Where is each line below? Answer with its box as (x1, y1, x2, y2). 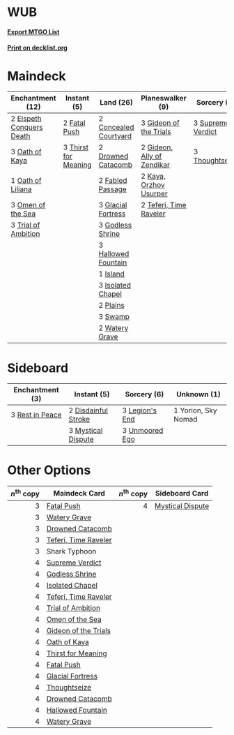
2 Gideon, (140, 142, 173, 152)
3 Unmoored (122, 426, 164, 436)
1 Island (98, 269, 125, 279)
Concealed (98, 123, 134, 133)
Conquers (10, 123, 43, 133)
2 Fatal (63, 118, 86, 128)
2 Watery (98, 323, 129, 333)
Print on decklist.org (7, 43, 68, 52)
